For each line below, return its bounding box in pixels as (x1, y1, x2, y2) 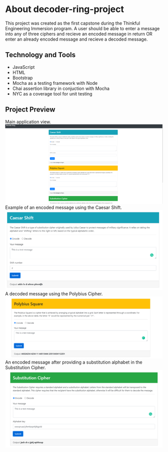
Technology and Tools (5, 51, 76, 59)
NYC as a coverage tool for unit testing (12, 90, 92, 96)
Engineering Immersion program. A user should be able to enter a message (5, 25, 160, 31)
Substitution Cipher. (5, 364, 46, 370)
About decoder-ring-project (5, 4, 124, 15)
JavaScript (12, 64, 35, 70)
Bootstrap (12, 74, 33, 81)
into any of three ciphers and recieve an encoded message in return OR (5, 31, 152, 37)
